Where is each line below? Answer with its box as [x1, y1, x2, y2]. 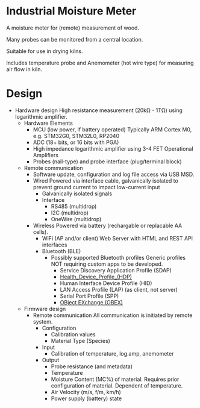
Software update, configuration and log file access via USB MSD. [33, 171, 195, 178]
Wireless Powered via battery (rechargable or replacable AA [33, 222, 183, 229]
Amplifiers [33, 151, 59, 158]
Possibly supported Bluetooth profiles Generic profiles [51, 254, 186, 261]
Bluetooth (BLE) [42, 247, 81, 254]
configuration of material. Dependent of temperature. [51, 381, 183, 389]
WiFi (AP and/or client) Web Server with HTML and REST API [42, 234, 193, 242]
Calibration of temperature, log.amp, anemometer [51, 350, 174, 357]
